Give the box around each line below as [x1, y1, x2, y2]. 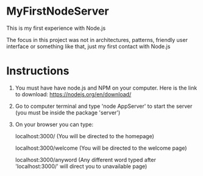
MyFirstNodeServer [6, 4, 109, 18]
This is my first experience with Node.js [6, 24, 106, 32]
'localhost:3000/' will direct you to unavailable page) [15, 163, 148, 170]
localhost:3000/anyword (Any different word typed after [15, 156, 157, 163]
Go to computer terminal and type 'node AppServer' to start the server [15, 102, 193, 110]
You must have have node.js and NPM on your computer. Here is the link [15, 84, 198, 91]
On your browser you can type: [15, 121, 94, 128]
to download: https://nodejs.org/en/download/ [15, 90, 132, 98]
